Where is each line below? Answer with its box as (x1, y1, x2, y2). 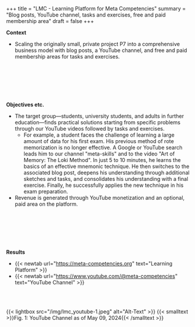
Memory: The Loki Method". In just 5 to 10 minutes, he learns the (23, 157, 181, 163)
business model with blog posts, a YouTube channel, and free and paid (14, 47, 187, 54)
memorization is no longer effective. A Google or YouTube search (23, 144, 183, 151)
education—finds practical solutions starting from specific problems (14, 119, 181, 126)
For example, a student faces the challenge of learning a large (23, 131, 175, 138)
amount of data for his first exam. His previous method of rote (23, 138, 174, 144)
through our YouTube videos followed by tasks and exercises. (14, 125, 165, 132)
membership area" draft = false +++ (6, 18, 95, 24)
